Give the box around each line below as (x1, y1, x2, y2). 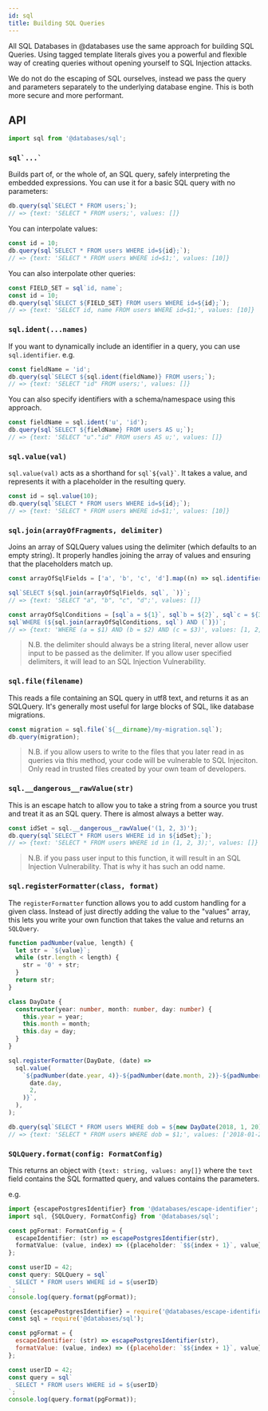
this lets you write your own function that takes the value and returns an (8, 915, 245, 924)
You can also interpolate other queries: (8, 268, 136, 278)
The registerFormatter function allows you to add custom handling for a (8, 898, 246, 907)
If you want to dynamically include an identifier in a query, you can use (8, 341, 241, 351)
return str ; (15, 976, 56, 984)
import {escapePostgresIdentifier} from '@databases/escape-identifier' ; (8, 1204, 259, 1213)
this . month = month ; (22, 1020, 91, 1028)
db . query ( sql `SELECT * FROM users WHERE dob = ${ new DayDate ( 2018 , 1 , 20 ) (8, 1123, 262, 1131)
